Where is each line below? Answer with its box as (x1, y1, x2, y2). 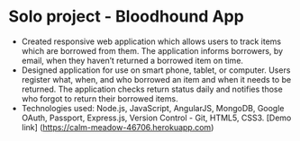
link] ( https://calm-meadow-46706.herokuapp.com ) (21, 121, 214, 132)
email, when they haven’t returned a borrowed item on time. (21, 55, 244, 66)
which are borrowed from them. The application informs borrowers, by (21, 45, 284, 56)
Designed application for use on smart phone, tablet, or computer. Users (21, 65, 291, 75)
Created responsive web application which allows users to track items (21, 36, 281, 47)
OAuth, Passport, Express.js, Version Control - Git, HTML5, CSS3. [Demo (21, 112, 292, 123)
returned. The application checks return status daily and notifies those (21, 84, 283, 94)
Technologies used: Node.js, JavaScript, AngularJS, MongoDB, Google (21, 102, 285, 113)
